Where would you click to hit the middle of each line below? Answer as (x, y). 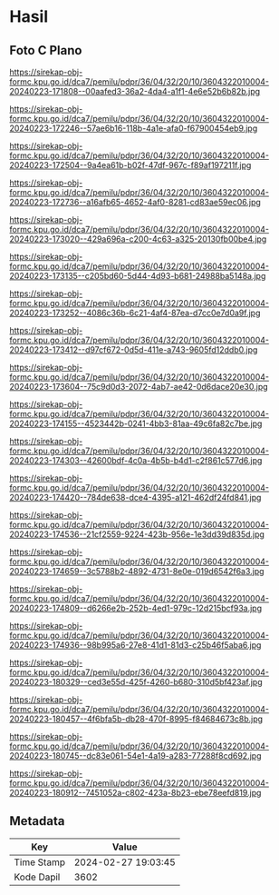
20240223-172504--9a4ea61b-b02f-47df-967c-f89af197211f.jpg (130, 165)
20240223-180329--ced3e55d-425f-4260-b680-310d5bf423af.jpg (136, 682)
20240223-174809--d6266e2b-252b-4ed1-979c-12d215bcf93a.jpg (136, 608)
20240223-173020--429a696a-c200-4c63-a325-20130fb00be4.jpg (138, 239)
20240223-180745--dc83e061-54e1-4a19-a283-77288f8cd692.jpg (135, 756)
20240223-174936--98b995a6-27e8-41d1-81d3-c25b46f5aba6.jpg (135, 645)
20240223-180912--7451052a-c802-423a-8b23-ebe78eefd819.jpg (135, 793)
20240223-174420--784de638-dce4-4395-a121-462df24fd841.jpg (135, 497)
